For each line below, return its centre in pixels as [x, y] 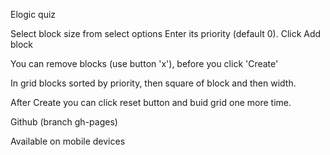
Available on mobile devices [68, 141]
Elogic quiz [33, 14]
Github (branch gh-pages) [64, 122]
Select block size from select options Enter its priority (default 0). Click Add [166, 33]
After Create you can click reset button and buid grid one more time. [151, 102]
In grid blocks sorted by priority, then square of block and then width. [153, 83]
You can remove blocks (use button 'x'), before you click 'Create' [144, 63]
